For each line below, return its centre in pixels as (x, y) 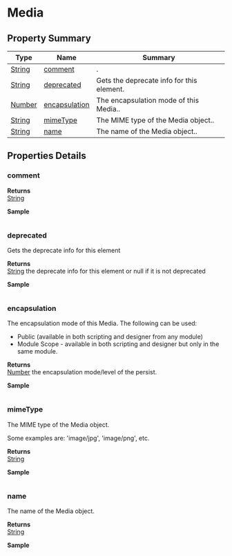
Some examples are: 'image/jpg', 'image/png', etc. (78, 438)
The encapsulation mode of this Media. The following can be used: (102, 323)
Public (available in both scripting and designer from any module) (110, 337)
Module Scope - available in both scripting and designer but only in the (118, 344)
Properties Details (47, 156)
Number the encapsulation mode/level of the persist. (82, 372)
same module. (37, 352)
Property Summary (49, 38)
